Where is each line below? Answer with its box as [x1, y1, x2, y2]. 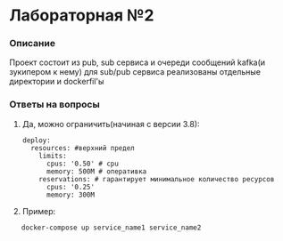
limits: [38, 151, 67, 160]
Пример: [21, 205, 56, 216]
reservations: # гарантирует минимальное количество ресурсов [38, 174, 275, 183]
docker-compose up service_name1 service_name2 [21, 223, 202, 232]
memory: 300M [46, 190, 96, 199]
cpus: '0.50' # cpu [46, 159, 119, 168]
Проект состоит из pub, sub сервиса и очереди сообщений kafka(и [9, 57, 266, 68]
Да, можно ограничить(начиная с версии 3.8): [21, 118, 200, 129]
